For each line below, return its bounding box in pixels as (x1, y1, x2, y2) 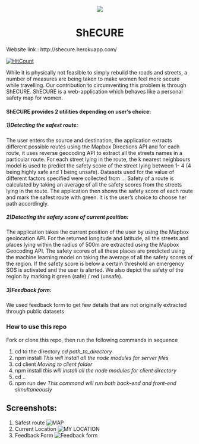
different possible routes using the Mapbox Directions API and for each (6, 143, 180, 150)
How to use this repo (6, 322, 67, 331)
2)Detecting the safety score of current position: (6, 213, 129, 221)
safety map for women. (6, 94, 64, 101)
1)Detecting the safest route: (6, 122, 78, 129)
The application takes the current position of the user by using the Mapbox (6, 228, 189, 235)
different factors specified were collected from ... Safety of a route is (6, 175, 174, 182)
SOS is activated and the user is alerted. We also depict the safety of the (6, 266, 184, 274)
